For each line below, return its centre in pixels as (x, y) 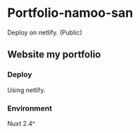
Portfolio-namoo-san (70, 13)
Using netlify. (26, 90)
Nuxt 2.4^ (21, 123)
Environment (30, 108)
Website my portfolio (54, 55)
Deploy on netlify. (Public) (45, 32)
